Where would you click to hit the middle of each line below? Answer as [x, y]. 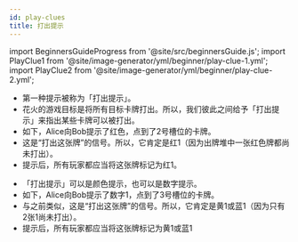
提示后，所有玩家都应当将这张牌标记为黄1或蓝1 [107, 228]
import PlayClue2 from [50, 70]
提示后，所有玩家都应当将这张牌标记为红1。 [102, 165]
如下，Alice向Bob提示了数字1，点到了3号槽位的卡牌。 [121, 194]
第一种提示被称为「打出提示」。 [79, 98]
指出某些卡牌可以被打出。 [93, 120]
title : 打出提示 [36, 26]
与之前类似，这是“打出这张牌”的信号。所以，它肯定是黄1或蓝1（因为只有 [153, 206]
